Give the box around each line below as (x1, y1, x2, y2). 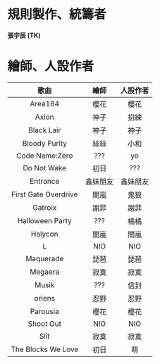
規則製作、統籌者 (7, 6, 107, 23)
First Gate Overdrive (11, 189, 78, 199)
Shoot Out (27, 318, 62, 328)
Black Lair (27, 125, 61, 134)
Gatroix (32, 202, 57, 212)
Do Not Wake (23, 163, 67, 172)
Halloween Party (17, 215, 73, 225)
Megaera (30, 267, 60, 277)
